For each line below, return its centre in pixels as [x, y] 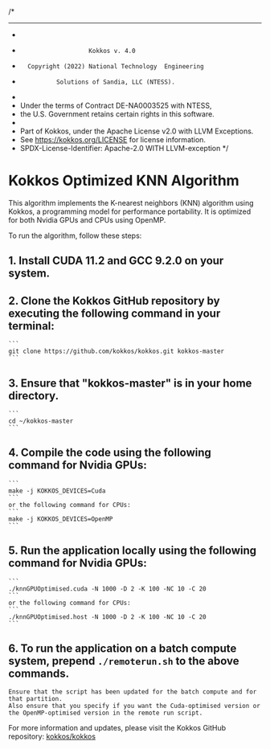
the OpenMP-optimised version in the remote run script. [106, 713]
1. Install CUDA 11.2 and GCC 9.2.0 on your [116, 261]
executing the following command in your [115, 313]
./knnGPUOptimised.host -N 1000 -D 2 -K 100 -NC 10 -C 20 [107, 617]
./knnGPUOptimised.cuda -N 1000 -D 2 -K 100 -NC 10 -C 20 [107, 589]
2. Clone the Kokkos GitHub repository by [114, 301]
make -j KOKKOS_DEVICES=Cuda [57, 491]
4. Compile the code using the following [110, 453]
